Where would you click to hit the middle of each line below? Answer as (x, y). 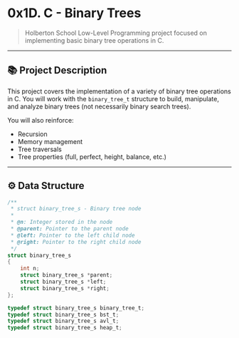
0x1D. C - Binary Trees (74, 13)
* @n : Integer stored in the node (62, 222)
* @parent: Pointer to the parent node (70, 229)
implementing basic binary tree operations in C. (94, 40)
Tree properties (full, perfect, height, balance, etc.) (92, 157)
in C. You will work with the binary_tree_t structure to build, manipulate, (113, 98)
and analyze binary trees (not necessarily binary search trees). (99, 106)
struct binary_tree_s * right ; (65, 288)
